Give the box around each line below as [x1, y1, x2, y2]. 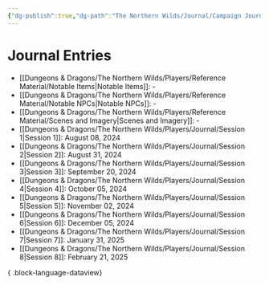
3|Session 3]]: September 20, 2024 [18, 166, 137, 177]
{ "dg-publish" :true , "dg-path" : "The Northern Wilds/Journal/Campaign [7, 11, 242, 20]
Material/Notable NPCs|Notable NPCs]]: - [18, 98, 157, 108]
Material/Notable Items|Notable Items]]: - [18, 81, 156, 91]
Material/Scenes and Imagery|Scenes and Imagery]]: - [18, 116, 200, 125]
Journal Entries [7, 46, 112, 64]
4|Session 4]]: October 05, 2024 [18, 184, 128, 193]
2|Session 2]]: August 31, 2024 [18, 149, 122, 159]
